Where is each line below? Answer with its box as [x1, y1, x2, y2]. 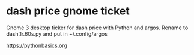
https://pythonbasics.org [6, 42, 68, 49]
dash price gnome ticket [6, 4, 130, 18]
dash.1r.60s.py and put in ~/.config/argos [6, 30, 108, 37]
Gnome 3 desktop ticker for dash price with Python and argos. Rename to [6, 24, 189, 31]
